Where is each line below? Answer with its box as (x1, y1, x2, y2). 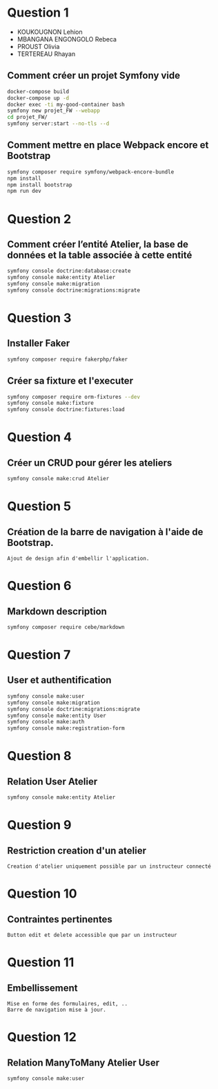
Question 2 (7, 211, 72, 227)
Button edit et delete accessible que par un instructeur (7, 931, 177, 938)
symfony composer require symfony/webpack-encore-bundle (7, 168, 175, 176)
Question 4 (7, 430, 72, 445)
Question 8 (7, 748, 72, 764)
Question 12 (7, 1030, 77, 1045)
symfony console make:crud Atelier (7, 475, 110, 482)
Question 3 (7, 310, 72, 325)
